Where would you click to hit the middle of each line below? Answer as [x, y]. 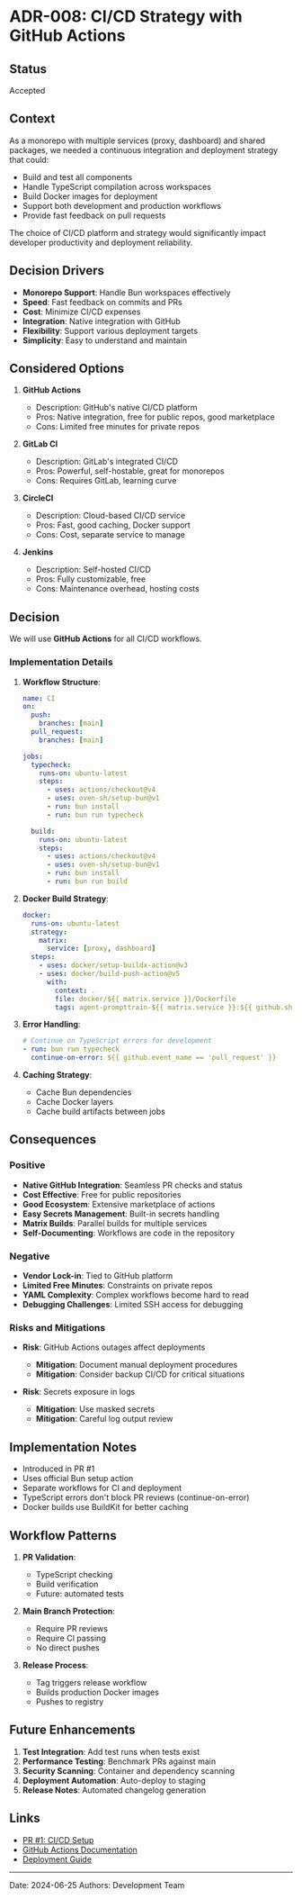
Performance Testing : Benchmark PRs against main [119, 1761]
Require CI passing [71, 1638]
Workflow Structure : [61, 682]
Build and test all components [77, 176]
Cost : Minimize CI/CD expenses [81, 312]
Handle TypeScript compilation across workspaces [116, 186]
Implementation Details [62, 662]
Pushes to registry [70, 1701]
